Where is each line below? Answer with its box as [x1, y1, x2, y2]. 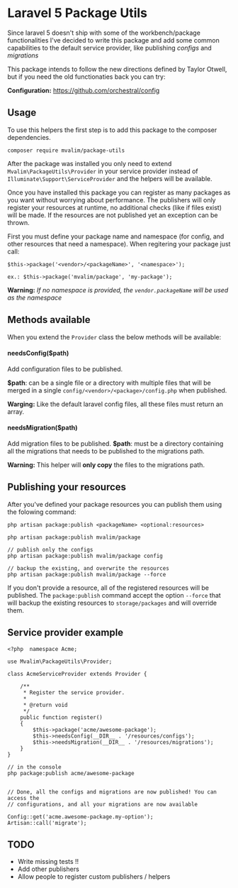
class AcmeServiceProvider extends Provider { [7, 670, 147, 677]
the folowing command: [7, 508, 76, 516]
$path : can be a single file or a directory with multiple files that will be [7, 378, 211, 387]
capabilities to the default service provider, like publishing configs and [7, 43, 212, 52]
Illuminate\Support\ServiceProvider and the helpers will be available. [7, 174, 212, 182]
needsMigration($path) [7, 424, 78, 432]
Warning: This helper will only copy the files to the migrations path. [7, 460, 205, 469]
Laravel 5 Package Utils [7, 5, 147, 21]
